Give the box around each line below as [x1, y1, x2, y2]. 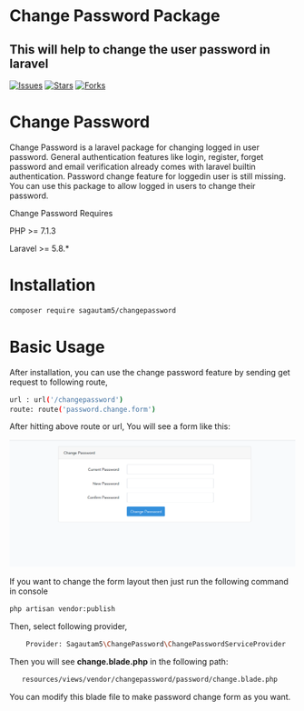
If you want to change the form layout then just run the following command [9, 576, 289, 587]
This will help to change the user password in [9, 42, 270, 57]
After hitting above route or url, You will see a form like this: [9, 421, 231, 432]
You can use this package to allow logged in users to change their [9, 180, 256, 191]
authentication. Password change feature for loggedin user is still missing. [9, 170, 286, 182]
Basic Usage [9, 336, 105, 357]
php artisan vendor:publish [9, 605, 116, 614]
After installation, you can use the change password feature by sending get [9, 366, 290, 377]
